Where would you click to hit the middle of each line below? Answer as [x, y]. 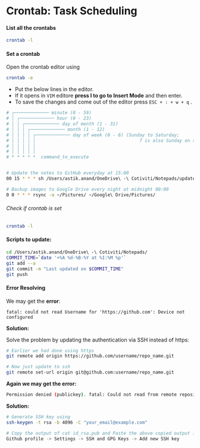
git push [17, 274]
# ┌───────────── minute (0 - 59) [49, 113]
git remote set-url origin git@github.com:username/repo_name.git [90, 372]
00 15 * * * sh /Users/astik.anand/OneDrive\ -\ [68, 179]
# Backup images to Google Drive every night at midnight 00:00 [87, 189]
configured [20, 317]
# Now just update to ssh [38, 367]
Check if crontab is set [34, 208]
